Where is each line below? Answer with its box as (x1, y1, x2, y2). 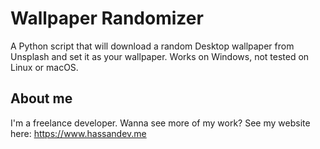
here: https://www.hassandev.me (10, 127, 147, 139)
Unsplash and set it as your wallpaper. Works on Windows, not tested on (10, 50, 310, 62)
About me (10, 90, 73, 107)
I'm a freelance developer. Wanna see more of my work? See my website (10, 117, 311, 129)
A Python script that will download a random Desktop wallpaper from (10, 40, 295, 52)
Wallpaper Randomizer (10, 7, 204, 30)
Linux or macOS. (10, 61, 79, 73)
